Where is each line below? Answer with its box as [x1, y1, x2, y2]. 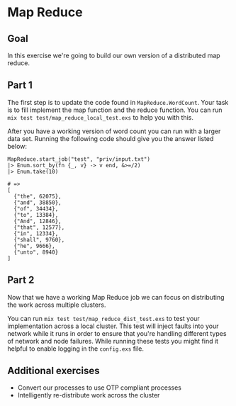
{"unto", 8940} [13, 249, 59, 256]
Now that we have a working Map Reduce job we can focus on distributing [7, 293, 225, 301]
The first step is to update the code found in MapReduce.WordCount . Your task [7, 98, 229, 106]
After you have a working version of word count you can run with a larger [7, 127, 221, 135]
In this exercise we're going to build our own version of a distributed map [7, 51, 221, 60]
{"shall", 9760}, [13, 236, 65, 243]
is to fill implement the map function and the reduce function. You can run [7, 106, 223, 114]
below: [7, 142, 27, 150]
